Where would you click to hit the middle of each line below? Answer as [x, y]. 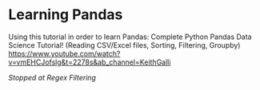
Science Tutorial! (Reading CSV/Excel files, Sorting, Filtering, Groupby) [124, 45]
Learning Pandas [66, 15]
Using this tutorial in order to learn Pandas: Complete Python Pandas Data [130, 37]
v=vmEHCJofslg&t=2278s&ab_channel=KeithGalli [90, 62]
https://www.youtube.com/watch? [64, 53]
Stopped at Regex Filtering [52, 77]
